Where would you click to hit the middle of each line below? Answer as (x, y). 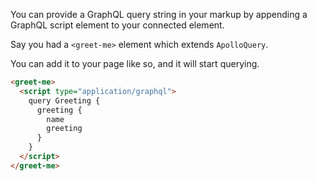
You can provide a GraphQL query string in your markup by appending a (159, 14)
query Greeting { (64, 100)
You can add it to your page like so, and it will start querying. (135, 63)
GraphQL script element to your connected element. (117, 25)
